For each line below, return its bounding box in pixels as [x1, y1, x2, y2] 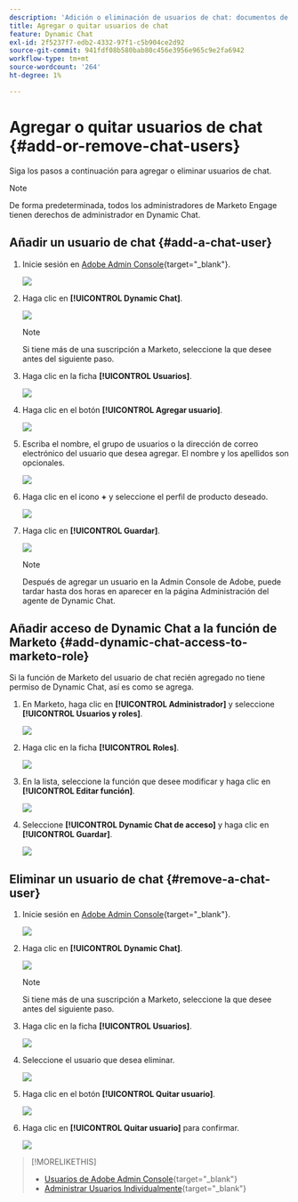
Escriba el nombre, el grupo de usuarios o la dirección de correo [21, 438, 259, 449]
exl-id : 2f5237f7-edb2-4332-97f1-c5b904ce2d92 [9, 37, 185, 47]
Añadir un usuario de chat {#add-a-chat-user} [9, 235, 273, 250]
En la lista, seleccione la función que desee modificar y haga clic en [21, 776, 271, 787]
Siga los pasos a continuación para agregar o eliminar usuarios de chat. [9, 165, 272, 176]
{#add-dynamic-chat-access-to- [59, 634, 248, 649]
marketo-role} [9, 649, 90, 664]
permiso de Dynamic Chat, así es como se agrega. [9, 682, 194, 692]
